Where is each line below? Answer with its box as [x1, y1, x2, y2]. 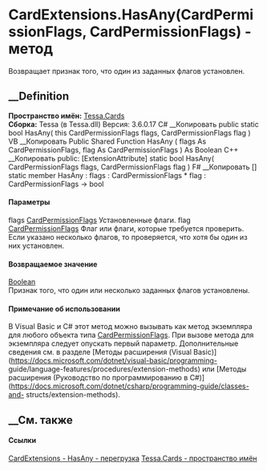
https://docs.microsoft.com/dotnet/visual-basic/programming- [10, 355, 218, 366]
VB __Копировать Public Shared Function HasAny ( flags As [8, 136, 207, 146]
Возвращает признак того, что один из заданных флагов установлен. [8, 66, 245, 75]
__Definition [8, 90, 70, 104]
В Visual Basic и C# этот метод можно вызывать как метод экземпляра [8, 322, 253, 331]
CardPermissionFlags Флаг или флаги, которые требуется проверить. [8, 223, 245, 233]
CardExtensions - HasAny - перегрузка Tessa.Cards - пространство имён [8, 453, 258, 463]
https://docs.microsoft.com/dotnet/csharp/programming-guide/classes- [10, 381, 250, 391]
